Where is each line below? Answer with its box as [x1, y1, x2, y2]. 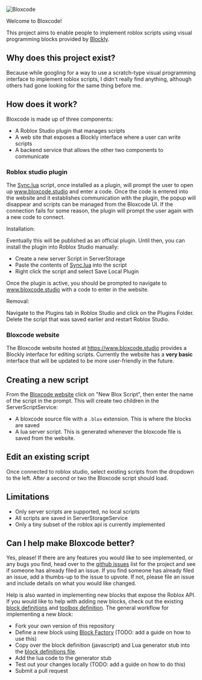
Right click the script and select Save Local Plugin [14, 267, 139, 275]
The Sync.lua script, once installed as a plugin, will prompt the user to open [6, 181, 194, 188]
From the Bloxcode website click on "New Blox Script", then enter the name [6, 391, 194, 398]
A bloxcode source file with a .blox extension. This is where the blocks [14, 415, 192, 422]
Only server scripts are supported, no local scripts [14, 507, 140, 515]
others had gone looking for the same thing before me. [6, 81, 142, 89]
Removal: [6, 297, 30, 305]
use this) [14, 635, 37, 643]
